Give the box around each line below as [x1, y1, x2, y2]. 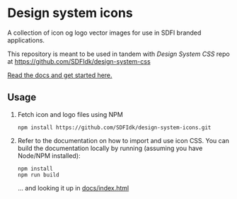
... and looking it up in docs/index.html [17, 183, 129, 192]
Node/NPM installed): [17, 151, 81, 160]
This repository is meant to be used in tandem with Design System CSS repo [7, 50, 230, 58]
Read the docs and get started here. [7, 71, 112, 79]
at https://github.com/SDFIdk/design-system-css [7, 57, 151, 65]
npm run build [17, 171, 59, 178]
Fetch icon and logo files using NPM [17, 110, 124, 118]
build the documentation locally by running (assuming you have [17, 144, 203, 152]
